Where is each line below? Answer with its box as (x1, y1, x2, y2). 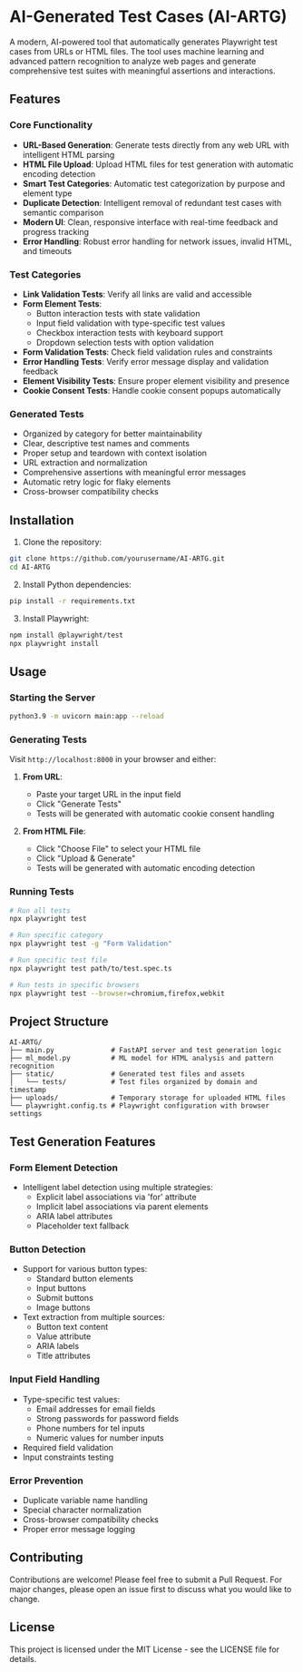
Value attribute (35, 1331, 92, 1342)
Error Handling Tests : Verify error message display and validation (22, 356, 269, 367)
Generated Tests (9, 407, 84, 420)
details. (9, 1653, 37, 1664)
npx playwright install (9, 639, 100, 648)
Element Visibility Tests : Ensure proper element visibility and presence (22, 375, 290, 386)
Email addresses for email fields (35, 1403, 156, 1414)
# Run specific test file (9, 955, 107, 965)
